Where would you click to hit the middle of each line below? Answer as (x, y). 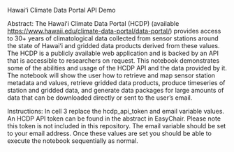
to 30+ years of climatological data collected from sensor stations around (113, 38)
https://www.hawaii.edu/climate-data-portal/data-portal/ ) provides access (114, 31)
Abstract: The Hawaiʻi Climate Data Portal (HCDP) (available (93, 23)
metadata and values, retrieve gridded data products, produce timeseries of (116, 83)
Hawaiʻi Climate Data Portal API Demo (61, 10)
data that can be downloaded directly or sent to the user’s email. (100, 98)
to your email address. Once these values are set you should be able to (109, 133)
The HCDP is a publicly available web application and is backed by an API (113, 53)
